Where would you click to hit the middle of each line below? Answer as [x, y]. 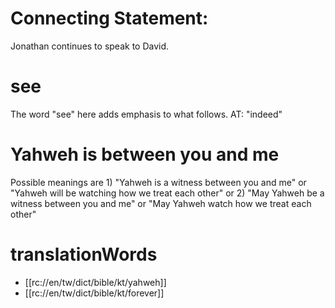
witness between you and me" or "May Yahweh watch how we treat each [161, 203]
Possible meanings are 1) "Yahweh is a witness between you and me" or [158, 182]
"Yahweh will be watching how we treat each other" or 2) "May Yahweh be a [167, 193]
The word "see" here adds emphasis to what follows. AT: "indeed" [146, 114]
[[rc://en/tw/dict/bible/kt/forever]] [94, 293]
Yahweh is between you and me [145, 154]
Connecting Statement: [109, 18]
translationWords [84, 254]
